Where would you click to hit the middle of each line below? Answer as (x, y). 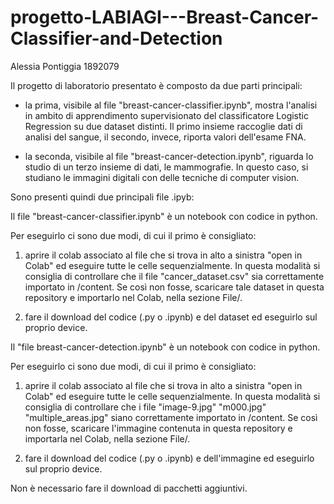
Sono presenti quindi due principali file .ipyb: (102, 197)
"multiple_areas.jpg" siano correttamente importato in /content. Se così (171, 417)
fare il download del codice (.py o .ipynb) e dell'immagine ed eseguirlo (169, 458)
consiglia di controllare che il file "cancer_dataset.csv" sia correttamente (174, 276)
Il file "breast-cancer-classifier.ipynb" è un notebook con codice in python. (164, 216)
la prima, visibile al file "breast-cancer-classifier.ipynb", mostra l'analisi (171, 105)
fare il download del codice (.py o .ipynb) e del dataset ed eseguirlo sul (171, 317)
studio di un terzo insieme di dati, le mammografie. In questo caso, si (166, 167)
